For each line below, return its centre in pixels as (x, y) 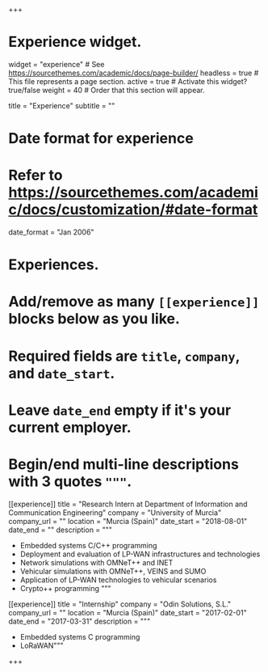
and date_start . (62, 373)
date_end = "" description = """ (61, 530)
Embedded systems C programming (80, 636)
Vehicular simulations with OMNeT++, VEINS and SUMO (113, 571)
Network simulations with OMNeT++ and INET (96, 562)
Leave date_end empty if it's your (120, 410)
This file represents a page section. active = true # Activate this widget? (128, 81)
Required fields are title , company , (124, 356)
